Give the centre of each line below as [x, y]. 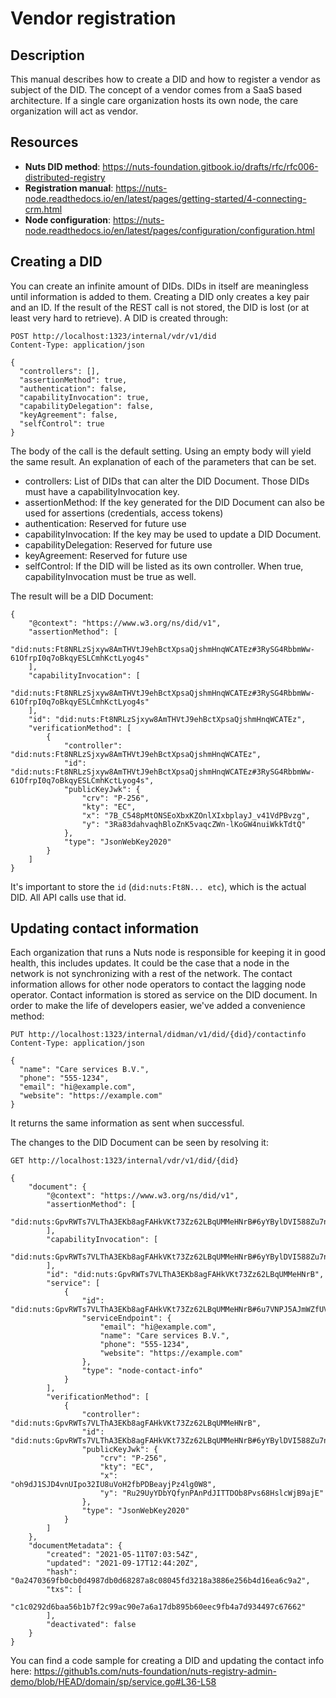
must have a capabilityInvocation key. [102, 491]
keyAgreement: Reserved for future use [106, 555]
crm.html [43, 209]
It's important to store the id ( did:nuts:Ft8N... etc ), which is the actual [158, 886]
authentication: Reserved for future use [105, 523]
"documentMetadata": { [75, 1546]
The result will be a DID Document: [82, 596]
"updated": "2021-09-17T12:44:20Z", [122, 1563]
